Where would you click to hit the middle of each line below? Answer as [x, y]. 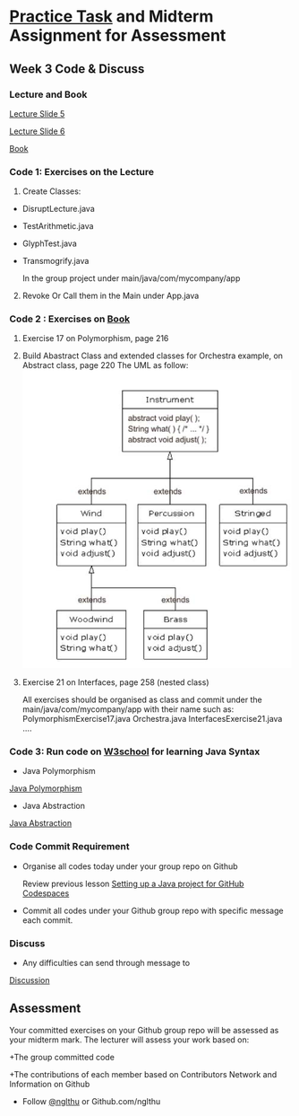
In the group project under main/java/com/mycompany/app [131, 278]
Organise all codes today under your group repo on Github [130, 866]
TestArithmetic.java [58, 226]
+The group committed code [62, 1057]
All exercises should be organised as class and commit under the [142, 700]
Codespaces [46, 893]
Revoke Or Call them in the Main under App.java [111, 296]
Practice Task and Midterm [111, 17]
